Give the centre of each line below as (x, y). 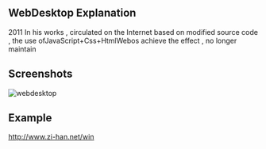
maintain (22, 49)
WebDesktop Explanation (72, 13)
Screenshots (40, 74)
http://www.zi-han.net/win (51, 137)
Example (30, 118)
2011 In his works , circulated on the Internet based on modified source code (133, 32)
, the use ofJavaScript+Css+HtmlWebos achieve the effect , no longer (123, 40)
